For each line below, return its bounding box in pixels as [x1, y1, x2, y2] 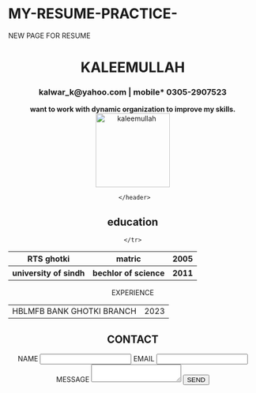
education [107, 215, 159, 229]
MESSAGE [56, 375, 90, 384]
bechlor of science [92, 268, 165, 279]
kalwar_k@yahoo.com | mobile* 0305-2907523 [38, 87, 228, 98]
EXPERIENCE [111, 288, 154, 298]
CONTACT [106, 332, 160, 346]
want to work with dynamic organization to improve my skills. [30, 104, 235, 114]
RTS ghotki [27, 253, 70, 264]
